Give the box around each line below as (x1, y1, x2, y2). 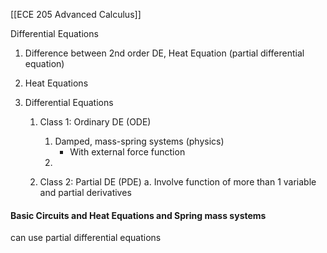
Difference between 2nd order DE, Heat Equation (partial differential (24, 47, 305, 59)
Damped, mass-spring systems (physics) (54, 135, 225, 147)
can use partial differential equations (10, 232, 162, 244)
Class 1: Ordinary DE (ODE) (39, 116, 152, 128)
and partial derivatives (39, 187, 132, 198)
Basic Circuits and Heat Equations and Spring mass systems (10, 209, 267, 221)
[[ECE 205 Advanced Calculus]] (10, 9, 142, 20)
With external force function (69, 146, 186, 158)
